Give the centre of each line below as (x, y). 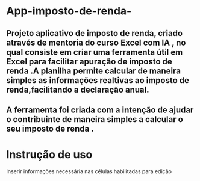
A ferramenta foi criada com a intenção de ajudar (100, 110)
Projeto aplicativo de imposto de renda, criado (94, 33)
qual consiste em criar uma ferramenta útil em (95, 52)
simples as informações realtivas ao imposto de (98, 80)
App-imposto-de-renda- (69, 11)
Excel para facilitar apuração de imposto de (89, 61)
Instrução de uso (49, 155)
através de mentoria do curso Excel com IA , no (96, 42)
